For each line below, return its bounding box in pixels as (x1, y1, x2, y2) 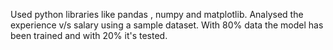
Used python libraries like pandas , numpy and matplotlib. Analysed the (10, 9, 304, 20)
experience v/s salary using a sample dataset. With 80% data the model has (10, 19, 324, 31)
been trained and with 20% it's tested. (10, 30, 168, 41)
